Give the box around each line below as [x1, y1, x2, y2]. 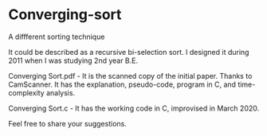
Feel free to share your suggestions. [8, 119, 128, 128]
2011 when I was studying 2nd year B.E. [8, 56, 139, 65]
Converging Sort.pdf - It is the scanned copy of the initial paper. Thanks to [8, 71, 253, 80]
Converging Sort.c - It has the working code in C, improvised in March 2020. [8, 103, 260, 113]
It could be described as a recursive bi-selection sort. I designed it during [8, 47, 249, 56]
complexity [8, 87, 45, 97]
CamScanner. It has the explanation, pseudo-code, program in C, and [8, 80, 237, 89]
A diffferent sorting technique [8, 32, 105, 41]
